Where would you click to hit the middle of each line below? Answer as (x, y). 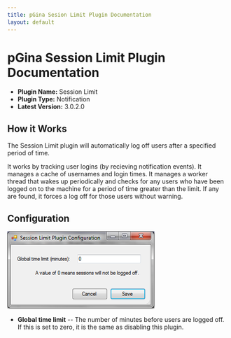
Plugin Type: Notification (54, 99)
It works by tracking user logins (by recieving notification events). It (104, 167)
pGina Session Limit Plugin (86, 58)
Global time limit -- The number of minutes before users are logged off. (121, 320)
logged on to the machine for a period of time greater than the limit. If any (113, 189)
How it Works (37, 128)
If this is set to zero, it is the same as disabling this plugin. (100, 327)
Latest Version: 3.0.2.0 (51, 107)
